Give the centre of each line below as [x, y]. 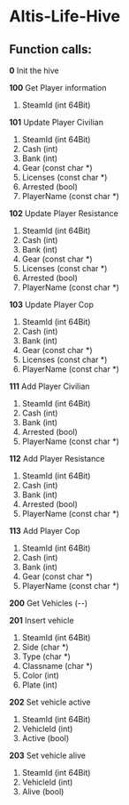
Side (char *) [45, 647]
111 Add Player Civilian [49, 386]
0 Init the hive [34, 70]
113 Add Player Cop [45, 531]
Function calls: [51, 49]
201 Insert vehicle [42, 620]
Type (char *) [46, 656]
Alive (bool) [43, 792]
